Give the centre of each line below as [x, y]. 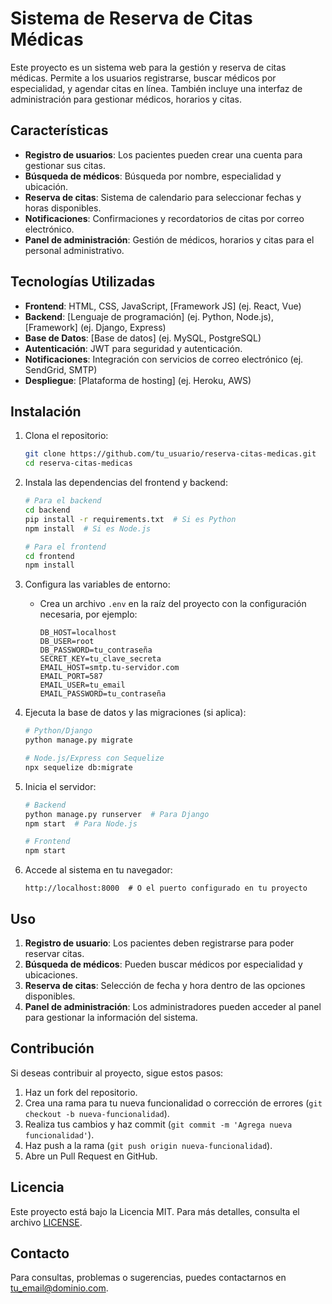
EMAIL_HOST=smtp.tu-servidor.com [109, 668]
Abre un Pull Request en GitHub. [91, 1156]
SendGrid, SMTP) [61, 369]
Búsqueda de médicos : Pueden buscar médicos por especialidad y [163, 964]
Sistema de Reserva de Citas [131, 18]
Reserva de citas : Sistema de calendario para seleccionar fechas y [163, 197]
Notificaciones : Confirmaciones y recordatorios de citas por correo [164, 218]
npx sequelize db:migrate [78, 767]
